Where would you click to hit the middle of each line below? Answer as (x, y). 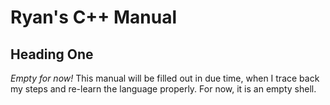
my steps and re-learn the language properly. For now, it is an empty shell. (163, 89)
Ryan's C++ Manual (94, 17)
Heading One (52, 54)
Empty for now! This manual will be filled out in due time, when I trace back (165, 78)
